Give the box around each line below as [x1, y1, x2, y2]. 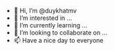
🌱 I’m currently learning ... [13, 21, 88, 29]
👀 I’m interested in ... [13, 14, 73, 22]
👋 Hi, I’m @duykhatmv [13, 7, 77, 14]
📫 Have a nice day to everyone [13, 37, 104, 44]
